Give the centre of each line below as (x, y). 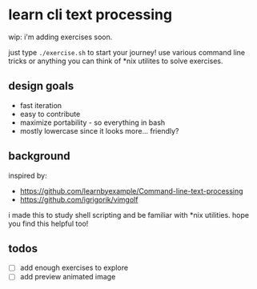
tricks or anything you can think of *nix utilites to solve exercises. (116, 61)
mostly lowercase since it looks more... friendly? (99, 130)
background (39, 157)
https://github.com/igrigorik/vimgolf (79, 199)
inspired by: (28, 175)
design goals (41, 86)
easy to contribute (50, 114)
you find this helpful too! (48, 223)
